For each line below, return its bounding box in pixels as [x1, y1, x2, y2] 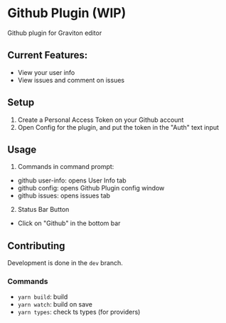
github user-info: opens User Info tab [17, 176, 127, 185]
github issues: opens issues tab [17, 191, 111, 200]
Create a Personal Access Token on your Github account [17, 116, 184, 124]
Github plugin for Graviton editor [7, 29, 102, 37]
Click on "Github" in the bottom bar [17, 219, 121, 227]
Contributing [7, 240, 65, 252]
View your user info [17, 68, 75, 76]
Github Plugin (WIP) [7, 5, 127, 21]
